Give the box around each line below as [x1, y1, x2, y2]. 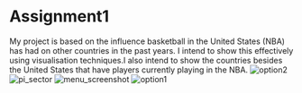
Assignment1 [9, 6, 110, 27]
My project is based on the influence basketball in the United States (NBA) [9, 36, 286, 46]
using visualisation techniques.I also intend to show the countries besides [9, 55, 283, 65]
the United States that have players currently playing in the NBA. [9, 64, 249, 75]
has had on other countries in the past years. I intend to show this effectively [9, 45, 294, 55]
